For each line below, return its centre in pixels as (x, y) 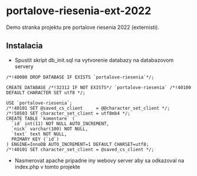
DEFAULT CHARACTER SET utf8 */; (46, 93)
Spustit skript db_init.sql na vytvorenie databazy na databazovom (94, 60)
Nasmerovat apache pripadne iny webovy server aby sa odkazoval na (99, 160)
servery (24, 66)
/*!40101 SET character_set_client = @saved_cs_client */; (80, 149)
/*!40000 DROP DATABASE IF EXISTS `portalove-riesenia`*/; (80, 77)
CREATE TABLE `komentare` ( (41, 118)
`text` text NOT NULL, (39, 134)
